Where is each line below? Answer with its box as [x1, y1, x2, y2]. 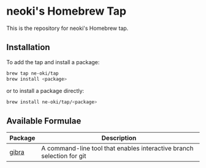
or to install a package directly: [6, 87, 85, 94]
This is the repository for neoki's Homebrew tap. [6, 24, 129, 32]
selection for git [41, 152, 86, 160]
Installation [6, 42, 50, 53]
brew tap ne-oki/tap [6, 70, 59, 76]
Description [101, 134, 137, 142]
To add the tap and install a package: [6, 58, 100, 65]
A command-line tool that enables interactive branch [41, 144, 194, 153]
